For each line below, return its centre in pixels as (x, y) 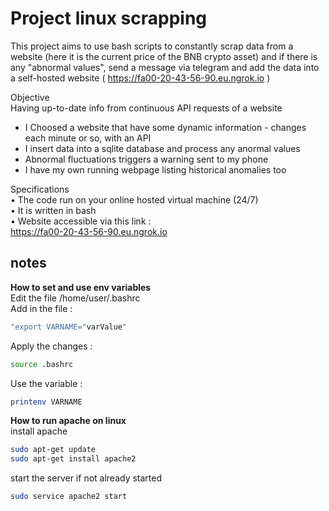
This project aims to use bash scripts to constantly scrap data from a (152, 46)
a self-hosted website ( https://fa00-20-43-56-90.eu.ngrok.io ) (140, 78)
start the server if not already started (86, 478)
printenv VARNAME (46, 402)
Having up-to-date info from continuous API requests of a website (146, 108)
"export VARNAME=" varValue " (69, 327)
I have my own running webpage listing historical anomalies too (155, 169)
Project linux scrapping (109, 18)
